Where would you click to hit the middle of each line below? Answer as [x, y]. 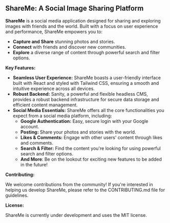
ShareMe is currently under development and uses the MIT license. [76, 215]
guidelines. [17, 195]
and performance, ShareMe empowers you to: [54, 31]
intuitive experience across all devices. [54, 88]
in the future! [34, 164]
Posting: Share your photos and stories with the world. [78, 132]
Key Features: [20, 68]
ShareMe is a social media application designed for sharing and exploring [83, 20]
